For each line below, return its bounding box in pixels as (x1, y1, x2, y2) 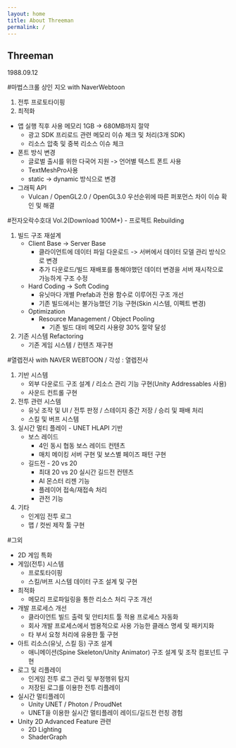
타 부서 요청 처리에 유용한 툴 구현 (27, 630, 118, 639)
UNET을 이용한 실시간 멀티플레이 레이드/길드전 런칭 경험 (27, 708, 183, 717)
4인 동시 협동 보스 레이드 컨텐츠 (38, 441, 125, 450)
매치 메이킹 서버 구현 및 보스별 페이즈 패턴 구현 (38, 450, 167, 459)
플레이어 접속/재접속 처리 (38, 485, 107, 494)
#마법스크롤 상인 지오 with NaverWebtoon (7, 83, 125, 92)
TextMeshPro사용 (27, 166, 79, 174)
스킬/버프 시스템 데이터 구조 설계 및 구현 (27, 577, 138, 586)
